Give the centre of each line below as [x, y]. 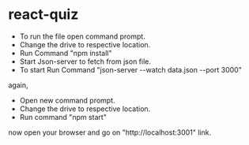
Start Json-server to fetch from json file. [85, 61]
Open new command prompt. [68, 100]
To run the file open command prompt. [83, 36]
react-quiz [43, 15]
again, [19, 85]
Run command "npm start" [63, 117]
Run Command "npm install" [66, 53]
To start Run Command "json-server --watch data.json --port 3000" [131, 69]
